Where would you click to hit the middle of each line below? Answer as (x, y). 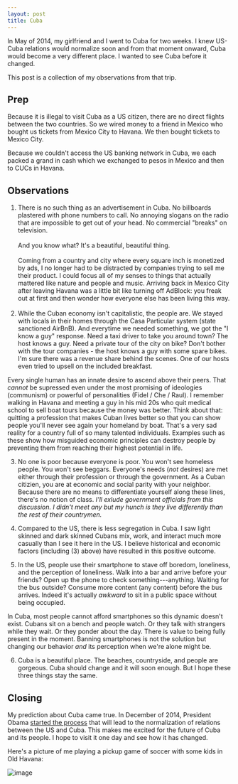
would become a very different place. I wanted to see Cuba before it (107, 56)
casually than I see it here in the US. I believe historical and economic (119, 544)
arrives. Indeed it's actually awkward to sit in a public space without (117, 595)
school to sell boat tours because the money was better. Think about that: (115, 410)
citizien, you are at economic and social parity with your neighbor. (114, 485)
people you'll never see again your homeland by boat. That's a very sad (112, 425)
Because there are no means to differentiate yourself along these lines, (121, 492)
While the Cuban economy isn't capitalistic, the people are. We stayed (120, 313)
